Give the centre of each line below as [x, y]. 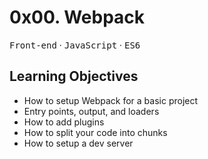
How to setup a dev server [78, 143]
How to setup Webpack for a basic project [111, 100]
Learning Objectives [74, 76]
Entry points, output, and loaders [91, 111]
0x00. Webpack [77, 17]
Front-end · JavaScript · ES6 [75, 45]
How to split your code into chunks [95, 132]
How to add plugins [64, 122]
